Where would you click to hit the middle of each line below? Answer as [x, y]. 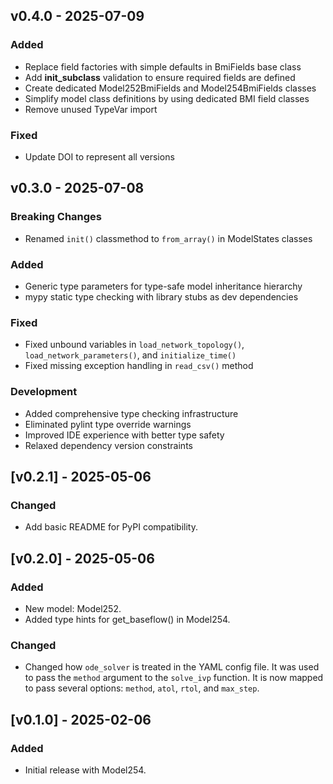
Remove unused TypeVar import [91, 109]
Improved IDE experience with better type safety [124, 435]
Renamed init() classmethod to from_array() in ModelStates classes [168, 238]
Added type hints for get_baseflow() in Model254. [127, 619]
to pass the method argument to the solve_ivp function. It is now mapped [174, 678]
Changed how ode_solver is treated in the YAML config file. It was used [172, 667]
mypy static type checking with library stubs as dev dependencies [161, 296]
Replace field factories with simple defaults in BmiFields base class [163, 66]
